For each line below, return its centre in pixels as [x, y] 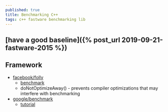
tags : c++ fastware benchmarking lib [45, 19]
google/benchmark [33, 99]
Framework [24, 65]
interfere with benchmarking [50, 93]
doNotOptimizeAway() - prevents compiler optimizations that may [89, 88]
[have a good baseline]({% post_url [63, 40]
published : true [22, 10]
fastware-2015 [29, 48]
